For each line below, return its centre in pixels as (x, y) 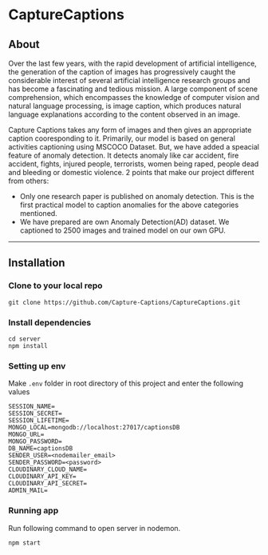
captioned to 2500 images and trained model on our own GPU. (122, 230)
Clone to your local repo (55, 285)
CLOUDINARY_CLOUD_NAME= (48, 469)
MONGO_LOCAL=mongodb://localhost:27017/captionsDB (94, 428)
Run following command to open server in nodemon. (95, 528)
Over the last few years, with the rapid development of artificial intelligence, (132, 63)
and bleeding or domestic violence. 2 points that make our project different (131, 172)
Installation (37, 263)
